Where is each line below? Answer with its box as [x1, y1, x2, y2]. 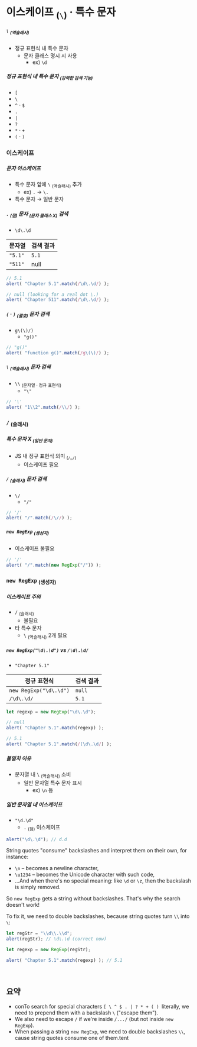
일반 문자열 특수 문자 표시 [23, 779, 83, 786]
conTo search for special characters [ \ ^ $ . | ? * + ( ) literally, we [14, 1003, 189, 1010]
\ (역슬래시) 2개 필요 [23, 631, 68, 640]
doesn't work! [6, 901, 40, 909]
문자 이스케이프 [6, 164, 41, 172]
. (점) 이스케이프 [23, 823, 61, 832]
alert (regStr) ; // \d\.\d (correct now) [6, 936, 107, 942]
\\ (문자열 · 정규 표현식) [14, 381, 62, 388]
